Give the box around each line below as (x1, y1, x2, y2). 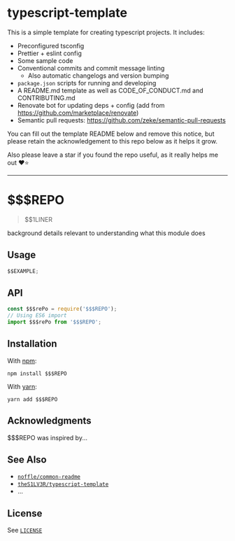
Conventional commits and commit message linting (17, 64, 165, 72)
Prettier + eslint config (17, 49, 83, 57)
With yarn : (7, 382, 37, 391)
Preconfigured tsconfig (17, 41, 85, 50)
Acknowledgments (7, 415, 92, 427)
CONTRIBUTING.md (17, 93, 76, 102)
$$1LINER (24, 215, 53, 223)
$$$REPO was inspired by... (7, 433, 87, 442)
